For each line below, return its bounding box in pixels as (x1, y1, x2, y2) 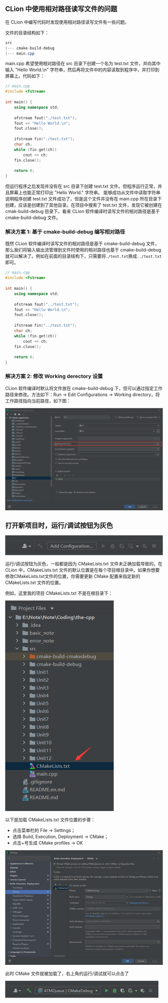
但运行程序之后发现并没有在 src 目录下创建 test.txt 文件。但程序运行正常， (5, 183, 158, 189)
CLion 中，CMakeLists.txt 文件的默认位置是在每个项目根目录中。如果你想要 (5, 567, 160, 573)
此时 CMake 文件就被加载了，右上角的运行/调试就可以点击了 (5, 970, 129, 976)
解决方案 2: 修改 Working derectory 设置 (5, 373, 103, 380)
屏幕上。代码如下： (5, 73, 45, 79)
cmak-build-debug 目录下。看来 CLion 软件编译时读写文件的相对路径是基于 (5, 209, 160, 215)
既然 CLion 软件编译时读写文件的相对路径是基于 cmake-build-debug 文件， (5, 241, 159, 247)
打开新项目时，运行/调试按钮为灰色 (5, 521, 113, 530)
